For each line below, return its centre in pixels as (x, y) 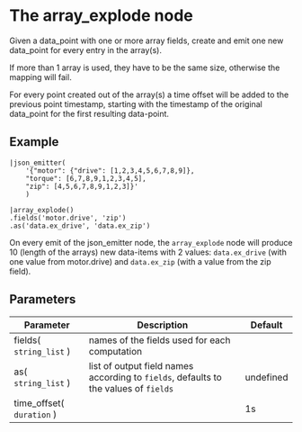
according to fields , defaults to (155, 377)
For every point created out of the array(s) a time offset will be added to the (149, 94)
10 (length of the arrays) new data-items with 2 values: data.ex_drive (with (148, 252)
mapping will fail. (40, 76)
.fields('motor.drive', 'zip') (68, 218)
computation (115, 351)
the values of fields (131, 388)
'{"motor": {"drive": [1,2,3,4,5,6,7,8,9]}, (110, 171)
